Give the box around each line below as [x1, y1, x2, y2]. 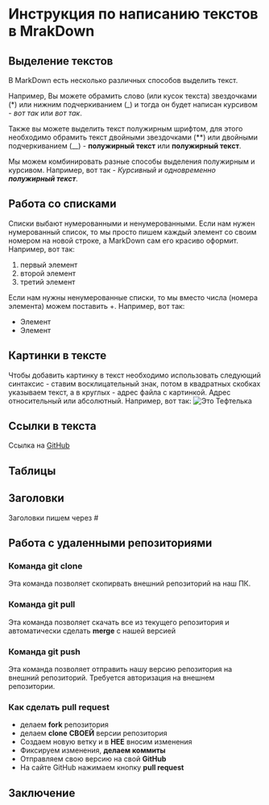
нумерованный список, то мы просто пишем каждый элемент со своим [8, 227, 257, 236]
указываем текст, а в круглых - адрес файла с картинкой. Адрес [8, 387, 231, 397]
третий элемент [19, 277, 76, 286]
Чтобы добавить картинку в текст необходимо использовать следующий [8, 370, 262, 380]
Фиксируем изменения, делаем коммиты [19, 745, 167, 755]
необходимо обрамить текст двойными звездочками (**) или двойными [8, 132, 259, 142]
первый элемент [19, 260, 78, 269]
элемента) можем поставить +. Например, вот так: [8, 301, 185, 311]
